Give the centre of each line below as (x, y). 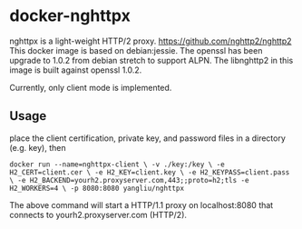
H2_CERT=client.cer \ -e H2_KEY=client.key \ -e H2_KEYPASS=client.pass (150, 172)
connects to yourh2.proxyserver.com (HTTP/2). (98, 214)
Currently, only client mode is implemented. (91, 87)
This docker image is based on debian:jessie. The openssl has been (136, 50)
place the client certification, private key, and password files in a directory (147, 138)
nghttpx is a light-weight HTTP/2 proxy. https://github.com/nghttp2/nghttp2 (151, 41)
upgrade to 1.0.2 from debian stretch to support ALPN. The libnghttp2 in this (151, 60)
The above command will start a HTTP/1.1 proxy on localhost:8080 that (141, 204)
